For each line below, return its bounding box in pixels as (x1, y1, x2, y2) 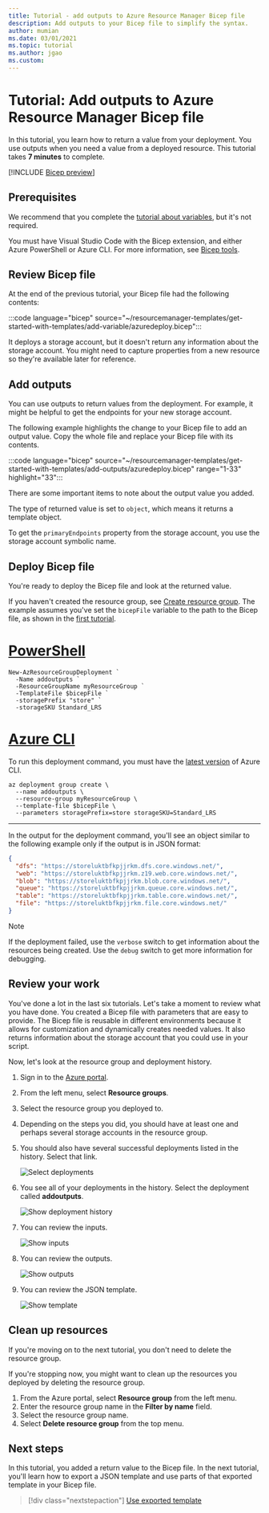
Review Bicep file (8, 268, 96, 282)
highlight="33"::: (8, 473, 63, 483)
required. (8, 220, 38, 230)
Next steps (8, 1442, 64, 1455)
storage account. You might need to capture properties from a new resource (8, 346, 260, 356)
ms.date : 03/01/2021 (8, 34, 78, 43)
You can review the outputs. (19, 1254, 113, 1263)
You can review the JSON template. (19, 1284, 138, 1294)
